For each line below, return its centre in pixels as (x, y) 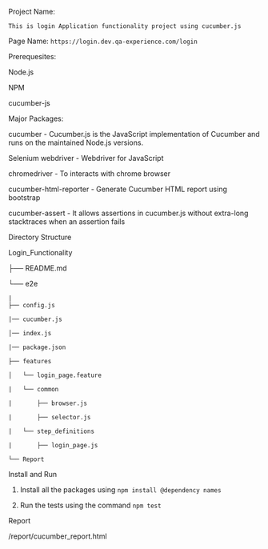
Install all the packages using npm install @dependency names (120, 490)
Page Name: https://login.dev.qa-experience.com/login (103, 41)
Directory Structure (40, 237)
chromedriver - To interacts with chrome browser (90, 174)
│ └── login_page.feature (55, 375)
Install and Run (33, 474)
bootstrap (24, 198)
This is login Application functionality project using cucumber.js (125, 26)
